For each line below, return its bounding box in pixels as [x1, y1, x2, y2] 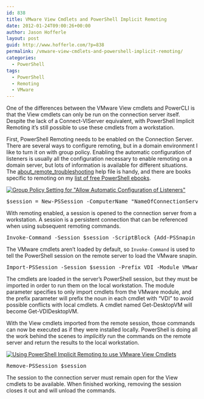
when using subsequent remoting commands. [6, 222, 121, 230]
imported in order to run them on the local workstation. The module [6, 282, 175, 289]
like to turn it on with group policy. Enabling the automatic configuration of [6, 149, 192, 156]
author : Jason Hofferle [6, 29, 67, 35]
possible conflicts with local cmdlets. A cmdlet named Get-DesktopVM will [6, 302, 192, 309]
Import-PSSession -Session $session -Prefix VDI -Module [6, 264, 180, 271]
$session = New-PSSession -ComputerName [6, 198, 129, 205]
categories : [6, 55, 36, 61]
